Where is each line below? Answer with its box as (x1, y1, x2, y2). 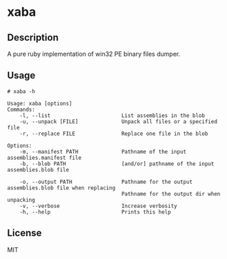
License (7, 227, 42, 239)
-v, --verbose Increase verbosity (19, 203, 177, 209)
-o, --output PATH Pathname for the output (19, 178, 193, 185)
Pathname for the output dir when (121, 190, 221, 197)
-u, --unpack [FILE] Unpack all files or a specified (19, 118, 217, 125)
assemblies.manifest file (7, 154, 81, 161)
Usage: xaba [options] (7, 100, 72, 107)
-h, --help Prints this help (19, 208, 171, 216)
